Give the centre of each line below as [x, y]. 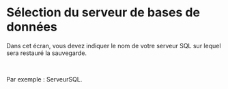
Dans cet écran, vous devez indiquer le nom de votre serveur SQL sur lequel [114, 46]
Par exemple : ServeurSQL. [44, 79]
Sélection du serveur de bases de [103, 13]
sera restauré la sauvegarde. [46, 53]
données [32, 27]
